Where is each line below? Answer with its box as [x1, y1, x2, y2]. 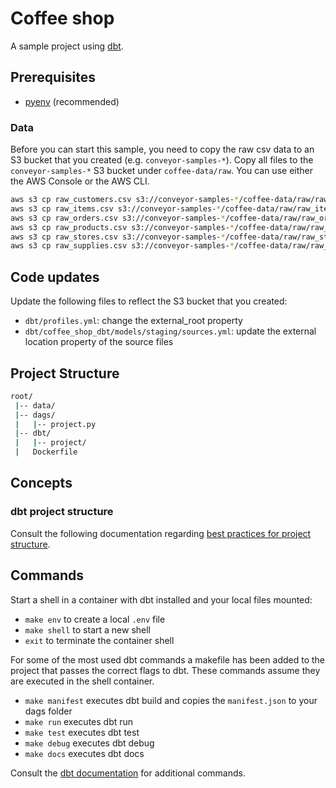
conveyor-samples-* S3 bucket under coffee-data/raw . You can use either [10, 165, 313, 177]
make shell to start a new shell [24, 623, 151, 636]
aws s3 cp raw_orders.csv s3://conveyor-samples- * [10, 213, 226, 223]
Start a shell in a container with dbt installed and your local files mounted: [10, 593, 313, 606]
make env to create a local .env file [24, 613, 166, 625]
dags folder [24, 705, 73, 717]
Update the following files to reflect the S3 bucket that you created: [10, 295, 288, 307]
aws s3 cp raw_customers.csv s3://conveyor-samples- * [10, 195, 240, 205]
